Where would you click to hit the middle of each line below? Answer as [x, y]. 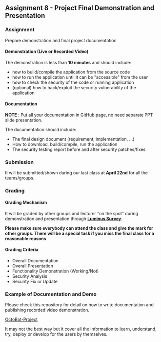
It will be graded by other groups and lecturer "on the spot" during [71, 213]
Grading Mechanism [26, 202]
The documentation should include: [41, 130]
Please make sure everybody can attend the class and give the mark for [79, 228]
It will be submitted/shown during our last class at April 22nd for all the [76, 173]
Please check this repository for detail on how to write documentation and [79, 305]
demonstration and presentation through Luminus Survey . [64, 219]
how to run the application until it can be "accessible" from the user [80, 77]
